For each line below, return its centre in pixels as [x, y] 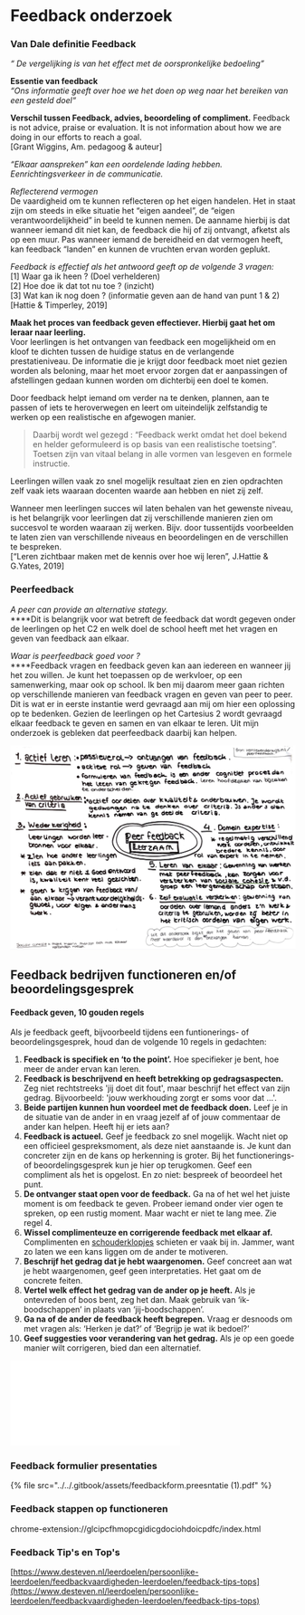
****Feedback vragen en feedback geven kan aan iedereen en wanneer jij [151, 665]
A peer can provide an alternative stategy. [89, 609]
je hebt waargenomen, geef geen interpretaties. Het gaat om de [142, 1271]
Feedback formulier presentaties [84, 1466]
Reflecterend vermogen [54, 192]
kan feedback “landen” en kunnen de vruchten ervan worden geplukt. [140, 249]
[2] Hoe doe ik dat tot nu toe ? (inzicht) [82, 286]
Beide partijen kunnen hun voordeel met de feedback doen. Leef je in [156, 1108]
